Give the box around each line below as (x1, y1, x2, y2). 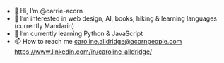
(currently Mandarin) (13, 22, 75, 30)
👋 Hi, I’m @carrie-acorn (13, 7, 83, 15)
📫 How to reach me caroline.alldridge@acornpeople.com (13, 38, 182, 45)
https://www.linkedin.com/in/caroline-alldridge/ (13, 47, 153, 56)
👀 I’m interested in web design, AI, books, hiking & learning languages (13, 14, 218, 23)
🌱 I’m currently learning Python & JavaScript (13, 29, 143, 38)
